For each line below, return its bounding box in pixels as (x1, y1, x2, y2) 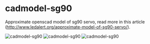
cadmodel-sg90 (5, 3, 72, 14)
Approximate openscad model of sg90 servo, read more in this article (5, 19, 145, 25)
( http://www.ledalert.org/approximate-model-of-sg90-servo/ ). (5, 24, 130, 29)
